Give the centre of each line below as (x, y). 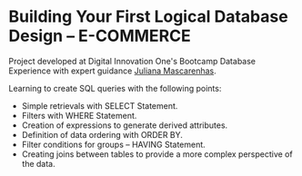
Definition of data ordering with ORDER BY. (102, 134)
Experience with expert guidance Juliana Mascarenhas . (112, 71)
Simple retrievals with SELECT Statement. (100, 105)
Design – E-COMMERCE (100, 36)
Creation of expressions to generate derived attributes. (125, 125)
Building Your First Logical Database (148, 17)
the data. (38, 163)
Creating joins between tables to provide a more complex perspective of (157, 154)
